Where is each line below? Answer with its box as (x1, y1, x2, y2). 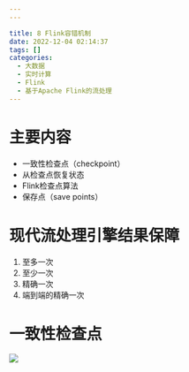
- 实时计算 (17, 70, 52, 80)
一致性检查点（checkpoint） (21, 158, 125, 169)
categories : (9, 54, 53, 63)
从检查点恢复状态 (21, 169, 85, 179)
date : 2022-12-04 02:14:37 (9, 37, 109, 46)
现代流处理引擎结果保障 (9, 225, 180, 246)
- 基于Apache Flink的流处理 (17, 86, 112, 95)
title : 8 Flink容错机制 (9, 28, 91, 38)
